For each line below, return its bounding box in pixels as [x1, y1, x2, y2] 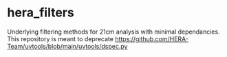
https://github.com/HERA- [114, 34, 189, 43]
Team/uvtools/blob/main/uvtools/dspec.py [7, 42, 128, 50]
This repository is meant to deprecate [7, 34, 113, 43]
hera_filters [7, 5, 74, 21]
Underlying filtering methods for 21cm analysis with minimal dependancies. [7, 27, 220, 36]
